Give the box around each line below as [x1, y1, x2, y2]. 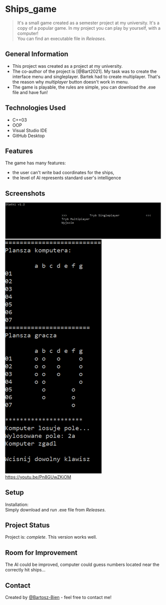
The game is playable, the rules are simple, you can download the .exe [12, 84, 156, 90]
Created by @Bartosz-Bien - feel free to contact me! [5, 595, 112, 601]
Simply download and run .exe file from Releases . [5, 507, 106, 512]
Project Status [5, 521, 50, 530]
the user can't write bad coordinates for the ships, [12, 170, 115, 176]
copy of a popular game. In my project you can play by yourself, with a [17, 25, 161, 31]
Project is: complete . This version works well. [5, 534, 97, 540]
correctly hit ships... [5, 567, 46, 573]
